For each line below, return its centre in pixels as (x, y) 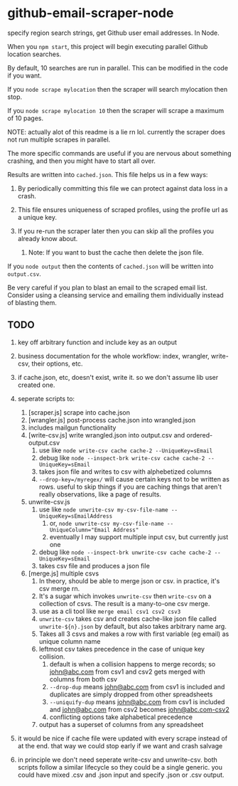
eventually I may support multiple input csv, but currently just (139, 537)
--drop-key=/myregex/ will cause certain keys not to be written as (134, 479)
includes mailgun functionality (72, 427)
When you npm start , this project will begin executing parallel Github (108, 46)
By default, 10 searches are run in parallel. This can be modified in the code (118, 68)
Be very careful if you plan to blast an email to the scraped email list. (107, 287)
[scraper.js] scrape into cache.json (79, 412)
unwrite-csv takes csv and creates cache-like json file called (128, 618)
